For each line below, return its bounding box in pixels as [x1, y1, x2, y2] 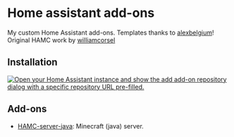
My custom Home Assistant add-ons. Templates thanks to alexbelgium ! [7, 28, 214, 37]
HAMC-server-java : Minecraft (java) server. [17, 121, 144, 130]
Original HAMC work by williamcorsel [7, 35, 116, 44]
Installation [7, 56, 58, 68]
